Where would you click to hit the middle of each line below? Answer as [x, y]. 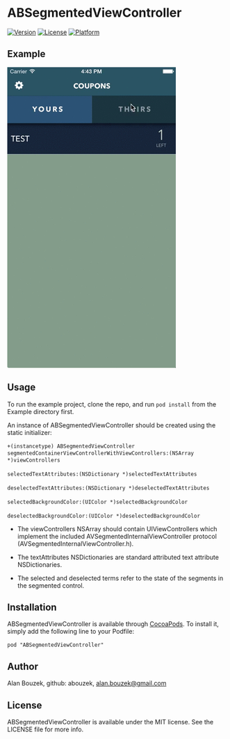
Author [23, 666]
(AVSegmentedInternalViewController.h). [75, 543]
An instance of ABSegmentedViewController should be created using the [112, 425]
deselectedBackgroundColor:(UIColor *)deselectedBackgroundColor [104, 516]
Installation [32, 607]
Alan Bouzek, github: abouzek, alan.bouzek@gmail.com [87, 683]
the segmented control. [51, 585]
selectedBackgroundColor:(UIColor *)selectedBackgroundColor [98, 502]
